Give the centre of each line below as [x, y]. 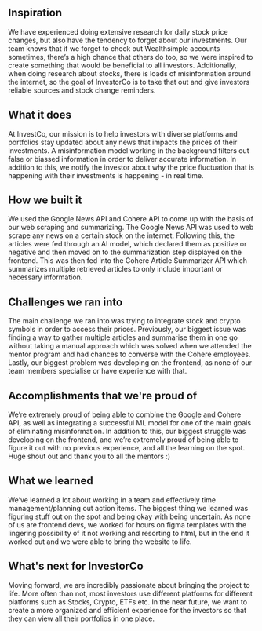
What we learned [51, 481]
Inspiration [35, 13]
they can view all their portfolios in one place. [82, 618]
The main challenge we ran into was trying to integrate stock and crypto [124, 321]
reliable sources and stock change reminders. [82, 90]
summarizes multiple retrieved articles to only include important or [115, 269]
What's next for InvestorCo [76, 566]
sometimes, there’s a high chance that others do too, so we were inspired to [131, 57]
